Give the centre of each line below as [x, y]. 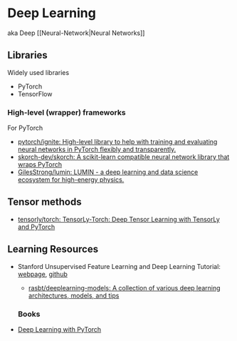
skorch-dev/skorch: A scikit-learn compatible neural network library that [123, 157]
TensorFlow [35, 93]
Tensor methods [44, 202]
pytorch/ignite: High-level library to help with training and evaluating [117, 142]
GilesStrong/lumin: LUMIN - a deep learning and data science [108, 172]
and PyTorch [36, 227]
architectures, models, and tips [74, 295]
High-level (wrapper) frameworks [67, 112]
